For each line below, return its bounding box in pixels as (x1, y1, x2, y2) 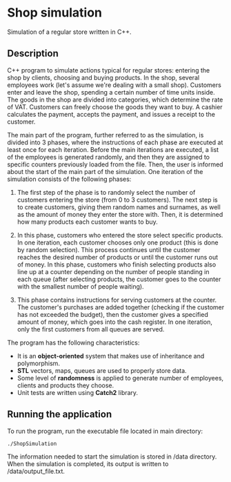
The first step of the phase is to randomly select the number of (17, 188, 196, 196)
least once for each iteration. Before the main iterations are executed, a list (7, 145, 219, 153)
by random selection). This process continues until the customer (17, 245, 201, 253)
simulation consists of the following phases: (7, 175, 132, 183)
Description (7, 48, 59, 59)
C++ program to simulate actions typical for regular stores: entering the (7, 66, 210, 74)
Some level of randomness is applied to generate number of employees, (17, 374, 224, 382)
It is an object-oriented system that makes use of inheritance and (17, 351, 205, 360)
